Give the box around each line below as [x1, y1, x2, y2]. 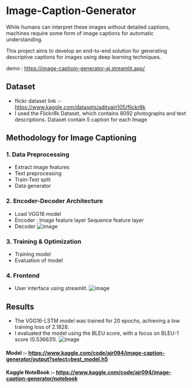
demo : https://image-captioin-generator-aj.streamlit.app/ [6, 64, 145, 71]
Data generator [14, 183, 52, 190]
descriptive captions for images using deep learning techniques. [6, 53, 162, 60]
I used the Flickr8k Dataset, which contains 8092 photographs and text [14, 109, 186, 116]
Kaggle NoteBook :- [6, 369, 56, 376]
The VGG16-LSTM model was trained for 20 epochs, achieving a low [14, 317, 180, 324]
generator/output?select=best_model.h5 [6, 355, 108, 362]
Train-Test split [14, 176, 51, 183]
